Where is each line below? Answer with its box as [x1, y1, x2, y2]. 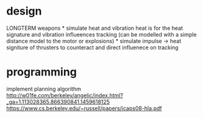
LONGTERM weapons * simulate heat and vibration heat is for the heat [6, 24, 183, 32]
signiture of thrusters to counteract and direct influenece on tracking [6, 44, 179, 51]
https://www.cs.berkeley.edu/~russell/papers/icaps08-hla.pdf [6, 105, 162, 112]
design [6, 4, 42, 18]
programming [6, 65, 77, 79]
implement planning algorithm [6, 85, 81, 92]
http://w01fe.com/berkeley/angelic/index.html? [6, 91, 124, 99]
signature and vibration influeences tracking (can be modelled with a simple [6, 30, 197, 38]
